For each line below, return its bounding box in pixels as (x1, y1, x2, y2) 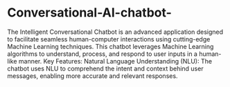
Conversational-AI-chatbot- (7, 5, 172, 21)
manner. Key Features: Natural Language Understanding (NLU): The (18, 57, 213, 65)
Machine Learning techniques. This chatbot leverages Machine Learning (7, 42, 214, 50)
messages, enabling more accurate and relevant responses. (7, 71, 178, 80)
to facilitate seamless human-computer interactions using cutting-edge (7, 35, 211, 43)
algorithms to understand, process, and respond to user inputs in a (7, 50, 197, 58)
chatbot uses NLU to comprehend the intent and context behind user (7, 64, 204, 72)
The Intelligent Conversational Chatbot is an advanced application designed (7, 28, 224, 36)
